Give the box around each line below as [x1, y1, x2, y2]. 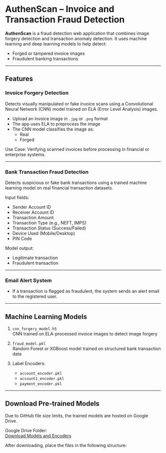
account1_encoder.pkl [19, 376, 64, 381]
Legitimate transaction [12, 255, 58, 261]
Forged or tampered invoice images [12, 50, 85, 56]
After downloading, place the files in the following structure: [5, 442, 127, 448]
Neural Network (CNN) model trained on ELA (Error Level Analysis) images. [5, 106, 158, 112]
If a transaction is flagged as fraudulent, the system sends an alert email [12, 288, 160, 294]
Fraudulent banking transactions [12, 55, 79, 61]
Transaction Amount [12, 214, 54, 221]
